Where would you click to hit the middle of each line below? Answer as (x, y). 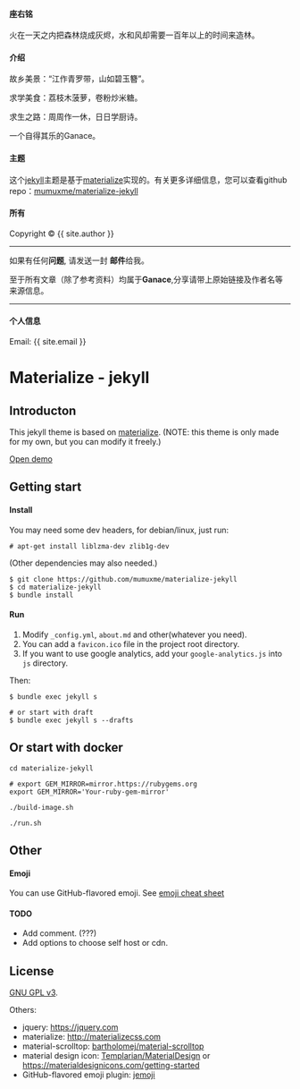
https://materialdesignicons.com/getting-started (111, 1066)
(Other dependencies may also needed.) (83, 563)
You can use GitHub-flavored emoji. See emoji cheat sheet (117, 893)
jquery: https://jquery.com (70, 1027)
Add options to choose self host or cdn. (95, 943)
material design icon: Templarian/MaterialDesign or (116, 1056)
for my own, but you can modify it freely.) (85, 442)
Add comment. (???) (59, 933)
